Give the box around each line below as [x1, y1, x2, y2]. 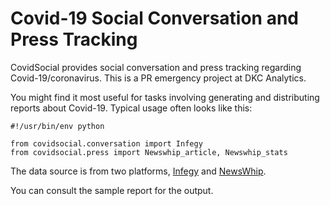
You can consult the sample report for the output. [10, 184, 214, 196]
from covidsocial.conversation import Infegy [10, 138, 203, 149]
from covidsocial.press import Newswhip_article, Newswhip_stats [10, 147, 288, 157]
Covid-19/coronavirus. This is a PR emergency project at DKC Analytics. [10, 72, 307, 84]
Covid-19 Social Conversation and [10, 7, 299, 30]
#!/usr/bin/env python [10, 121, 105, 131]
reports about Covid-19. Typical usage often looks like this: [10, 102, 253, 114]
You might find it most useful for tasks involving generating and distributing [10, 91, 320, 103]
